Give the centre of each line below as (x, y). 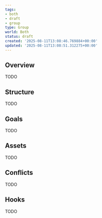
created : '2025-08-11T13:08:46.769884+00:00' (51, 41)
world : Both (17, 32)
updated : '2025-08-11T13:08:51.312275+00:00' (51, 46)
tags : (10, 9)
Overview (20, 65)
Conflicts (19, 173)
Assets (16, 146)
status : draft (19, 37)
